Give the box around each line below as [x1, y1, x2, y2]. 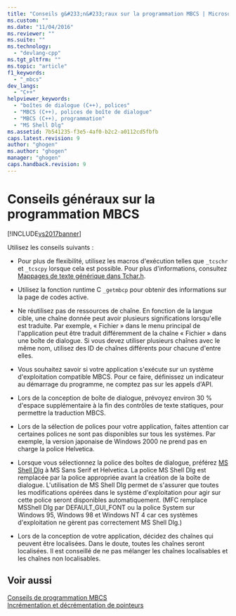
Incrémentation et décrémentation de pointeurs [7, 601, 144, 609]
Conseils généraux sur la [7, 191, 156, 207]
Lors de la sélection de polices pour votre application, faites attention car [17, 422, 230, 430]
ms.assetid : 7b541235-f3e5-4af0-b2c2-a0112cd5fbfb [7, 128, 159, 135]
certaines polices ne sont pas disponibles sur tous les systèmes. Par [17, 429, 216, 438]
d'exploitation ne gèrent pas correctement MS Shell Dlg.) [17, 518, 183, 527]
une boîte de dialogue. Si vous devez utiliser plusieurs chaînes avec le [17, 336, 221, 345]
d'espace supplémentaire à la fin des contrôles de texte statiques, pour [17, 401, 224, 409]
